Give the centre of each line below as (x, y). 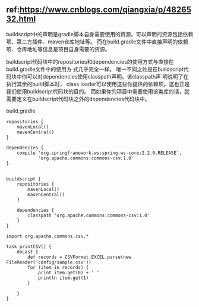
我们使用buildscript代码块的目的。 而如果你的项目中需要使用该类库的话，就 (98, 91)
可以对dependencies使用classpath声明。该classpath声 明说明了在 (108, 76)
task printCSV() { (29, 246)
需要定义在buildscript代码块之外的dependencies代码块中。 (78, 99)
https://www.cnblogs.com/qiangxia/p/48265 (105, 10)
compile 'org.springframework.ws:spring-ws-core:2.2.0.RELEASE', (99, 153)
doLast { (28, 252)
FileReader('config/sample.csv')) (49, 262)
